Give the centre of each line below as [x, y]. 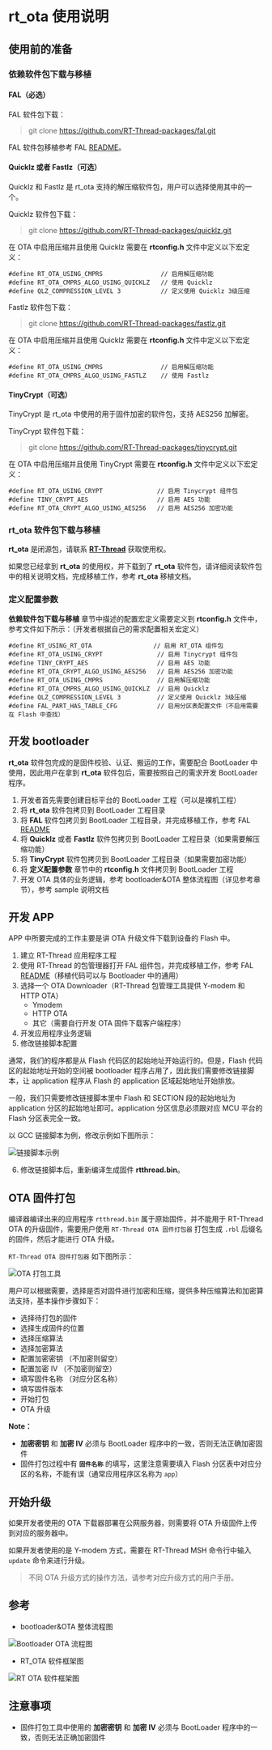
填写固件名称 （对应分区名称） [71, 1379]
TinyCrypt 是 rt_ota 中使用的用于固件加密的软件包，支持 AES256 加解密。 [131, 414]
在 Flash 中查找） [36, 714]
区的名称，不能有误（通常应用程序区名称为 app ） [101, 1474]
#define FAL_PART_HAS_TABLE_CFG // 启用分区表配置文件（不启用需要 [134, 706]
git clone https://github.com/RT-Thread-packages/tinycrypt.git [132, 448]
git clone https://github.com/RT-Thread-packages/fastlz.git [127, 323]
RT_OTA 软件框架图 [52, 1661]
